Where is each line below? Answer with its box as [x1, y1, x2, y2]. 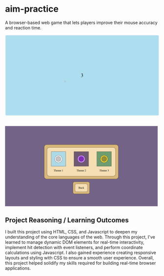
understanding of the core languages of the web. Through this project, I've [5, 234, 155, 240]
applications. [5, 265, 31, 271]
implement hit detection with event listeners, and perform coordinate [5, 245, 143, 251]
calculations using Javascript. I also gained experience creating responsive [5, 250, 156, 255]
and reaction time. [5, 24, 41, 30]
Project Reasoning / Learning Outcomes [5, 216, 129, 224]
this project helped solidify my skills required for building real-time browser [5, 260, 156, 266]
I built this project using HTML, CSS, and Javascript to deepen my [5, 229, 138, 235]
